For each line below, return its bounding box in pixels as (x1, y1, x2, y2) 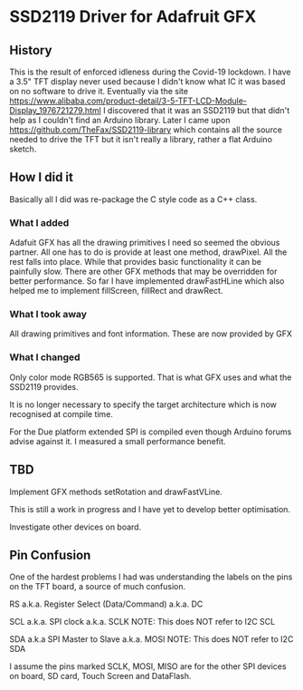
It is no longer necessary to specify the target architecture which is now (9, 399, 278, 410)
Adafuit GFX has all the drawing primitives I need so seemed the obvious (9, 238, 280, 248)
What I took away (9, 308, 88, 321)
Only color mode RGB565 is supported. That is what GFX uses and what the (9, 372, 292, 383)
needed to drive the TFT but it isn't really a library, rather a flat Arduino (9, 134, 273, 144)
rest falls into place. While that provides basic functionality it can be (9, 257, 262, 267)
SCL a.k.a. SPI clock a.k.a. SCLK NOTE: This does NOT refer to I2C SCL (9, 617, 276, 627)
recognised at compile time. (9, 408, 113, 419)
